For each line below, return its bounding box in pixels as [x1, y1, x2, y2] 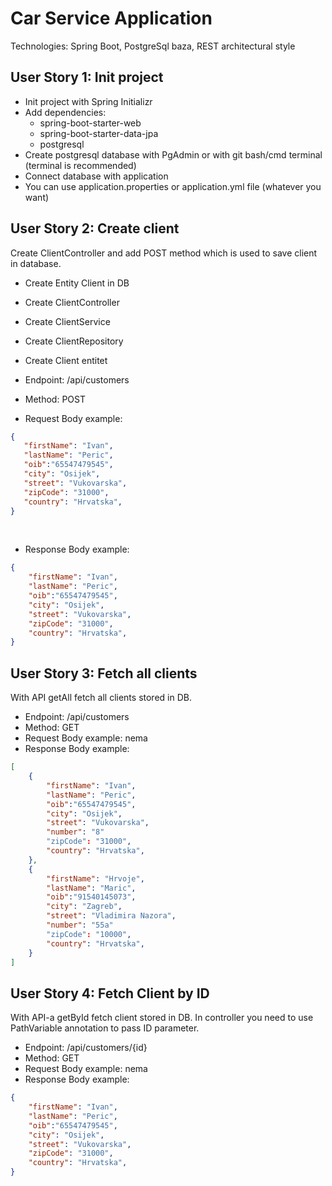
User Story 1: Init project [10, 69, 164, 86]
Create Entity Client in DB [24, 277, 130, 289]
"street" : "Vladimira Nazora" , [46, 911, 177, 921]
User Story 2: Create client [10, 220, 180, 237]
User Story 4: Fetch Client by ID [10, 985, 210, 1002]
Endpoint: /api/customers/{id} [24, 1042, 148, 1054]
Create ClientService [24, 315, 111, 327]
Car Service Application [10, 7, 213, 30]
